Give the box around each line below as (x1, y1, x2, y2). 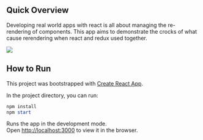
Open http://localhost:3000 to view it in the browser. (6, 127, 138, 134)
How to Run (6, 64, 51, 74)
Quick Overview (6, 5, 69, 15)
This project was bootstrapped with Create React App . (6, 79, 144, 87)
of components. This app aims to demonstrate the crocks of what (32, 28, 197, 35)
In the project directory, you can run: (6, 92, 98, 99)
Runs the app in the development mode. (6, 120, 107, 128)
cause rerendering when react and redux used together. (6, 34, 148, 42)
